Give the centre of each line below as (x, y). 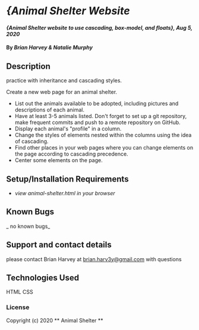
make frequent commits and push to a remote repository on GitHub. (98, 122)
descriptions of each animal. (50, 110)
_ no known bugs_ (28, 226)
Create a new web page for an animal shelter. (62, 92)
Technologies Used (42, 278)
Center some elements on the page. (59, 160)
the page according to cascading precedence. (72, 154)
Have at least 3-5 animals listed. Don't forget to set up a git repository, (101, 116)
